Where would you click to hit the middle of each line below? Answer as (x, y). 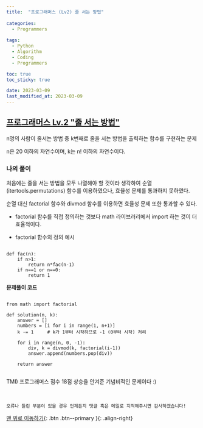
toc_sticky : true (28, 80)
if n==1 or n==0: (39, 270)
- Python (23, 46)
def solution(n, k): (33, 315)
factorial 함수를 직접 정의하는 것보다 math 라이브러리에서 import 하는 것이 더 (106, 216)
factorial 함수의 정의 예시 (45, 237)
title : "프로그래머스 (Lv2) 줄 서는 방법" (55, 12)
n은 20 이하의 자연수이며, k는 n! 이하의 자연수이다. (66, 151)
